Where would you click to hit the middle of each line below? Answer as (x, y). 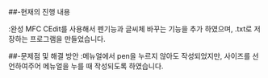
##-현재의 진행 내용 (40, 12)
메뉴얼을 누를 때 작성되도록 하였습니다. (103, 66)
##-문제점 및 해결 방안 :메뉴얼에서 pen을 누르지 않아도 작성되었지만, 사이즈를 (130, 56)
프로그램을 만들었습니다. (68, 39)
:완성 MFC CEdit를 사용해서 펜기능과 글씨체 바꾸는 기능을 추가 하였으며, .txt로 (130, 29)
